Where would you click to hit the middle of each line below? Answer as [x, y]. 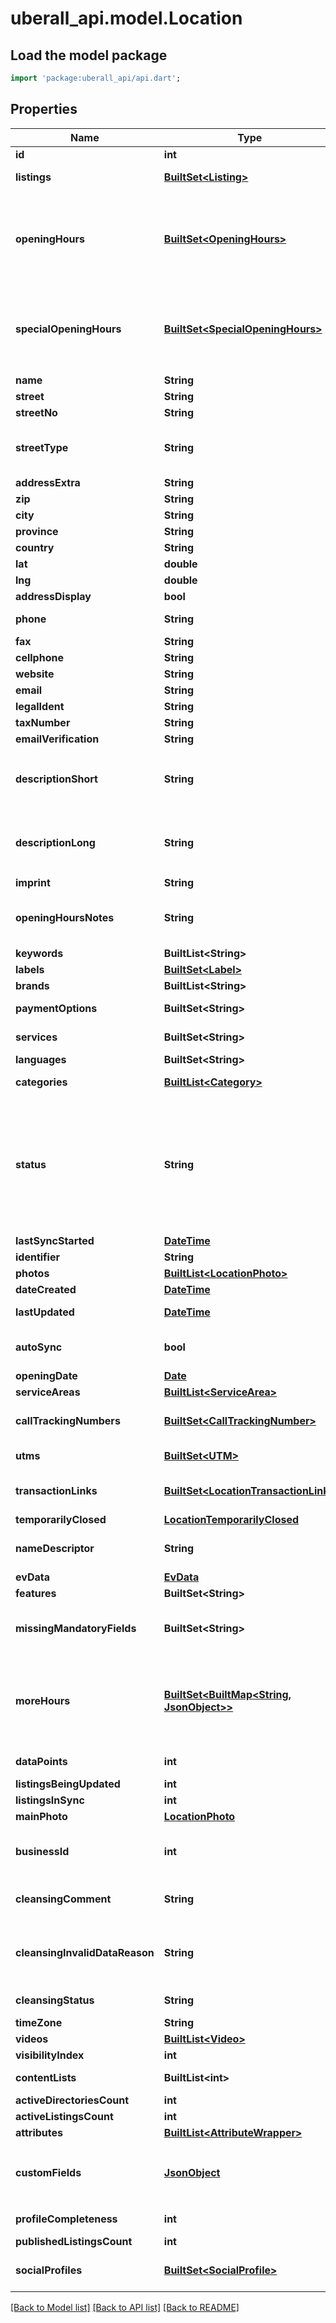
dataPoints [41, 1761]
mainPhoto [41, 1816]
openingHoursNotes [65, 918]
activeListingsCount [64, 2116]
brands [32, 985]
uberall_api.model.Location [126, 18]
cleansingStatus [55, 2000]
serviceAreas [48, 1392]
